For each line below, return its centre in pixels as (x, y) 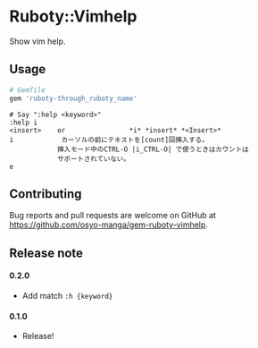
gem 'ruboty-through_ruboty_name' (74, 98)
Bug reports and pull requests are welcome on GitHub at (113, 216)
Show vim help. (37, 41)
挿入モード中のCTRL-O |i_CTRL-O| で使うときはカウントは (153, 149)
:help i (24, 123)
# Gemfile (28, 90)
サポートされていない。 (94, 158)
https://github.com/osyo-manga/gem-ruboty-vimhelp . (108, 225)
